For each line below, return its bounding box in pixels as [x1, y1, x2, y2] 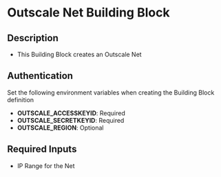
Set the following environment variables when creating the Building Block [7, 88, 215, 97]
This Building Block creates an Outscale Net [17, 50, 143, 58]
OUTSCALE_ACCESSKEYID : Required [17, 108, 125, 117]
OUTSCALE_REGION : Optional [17, 123, 104, 132]
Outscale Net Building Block [7, 5, 170, 21]
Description [7, 32, 59, 44]
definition [7, 95, 34, 104]
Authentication [7, 70, 74, 82]
